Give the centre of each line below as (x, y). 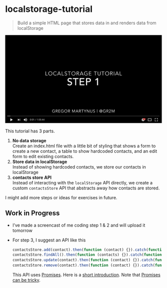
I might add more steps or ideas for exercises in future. (61, 197)
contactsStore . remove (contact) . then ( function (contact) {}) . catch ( (84, 265)
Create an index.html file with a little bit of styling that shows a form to (84, 146)
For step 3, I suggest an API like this (49, 240)
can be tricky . (26, 280)
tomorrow (22, 230)
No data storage (29, 140)
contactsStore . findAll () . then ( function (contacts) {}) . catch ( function (87, 255)
